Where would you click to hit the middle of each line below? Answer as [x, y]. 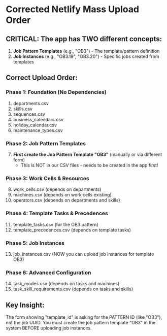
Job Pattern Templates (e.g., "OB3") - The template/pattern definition [86, 51]
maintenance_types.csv [38, 130]
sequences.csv [29, 114]
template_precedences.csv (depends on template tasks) [72, 230]
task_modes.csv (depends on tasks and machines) [66, 284]
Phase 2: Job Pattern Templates [46, 143]
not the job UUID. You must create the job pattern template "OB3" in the [81, 322]
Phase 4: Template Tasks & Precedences [57, 213]
